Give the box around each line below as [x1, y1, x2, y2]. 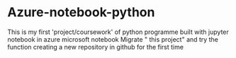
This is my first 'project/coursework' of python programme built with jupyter [7, 28, 229, 36]
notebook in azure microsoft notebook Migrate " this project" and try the [7, 35, 218, 43]
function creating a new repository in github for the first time [7, 42, 184, 51]
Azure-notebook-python [7, 4, 155, 21]
